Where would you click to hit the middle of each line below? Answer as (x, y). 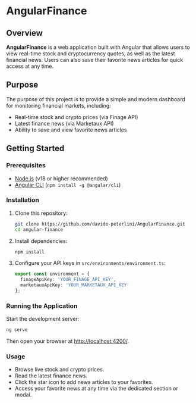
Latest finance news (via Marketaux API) (64, 123)
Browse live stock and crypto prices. (59, 370)
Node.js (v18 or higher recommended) (61, 178)
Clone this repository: (41, 213)
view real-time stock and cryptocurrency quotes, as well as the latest (91, 54)
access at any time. (30, 66)
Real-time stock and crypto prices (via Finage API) (76, 117)
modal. (23, 395)
